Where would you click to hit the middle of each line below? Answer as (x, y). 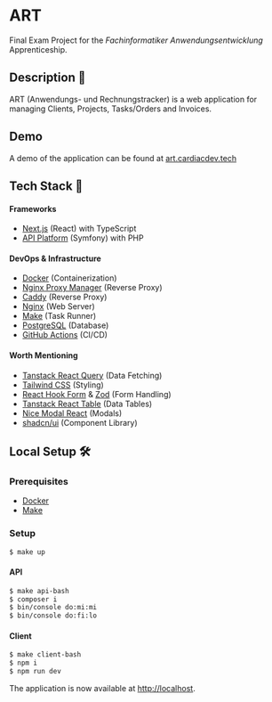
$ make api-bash (39, 591)
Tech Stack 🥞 (46, 186)
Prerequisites (39, 481)
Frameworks (33, 208)
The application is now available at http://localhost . (102, 688)
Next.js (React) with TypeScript (79, 229)
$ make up (28, 552)
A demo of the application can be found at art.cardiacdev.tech (123, 158)
